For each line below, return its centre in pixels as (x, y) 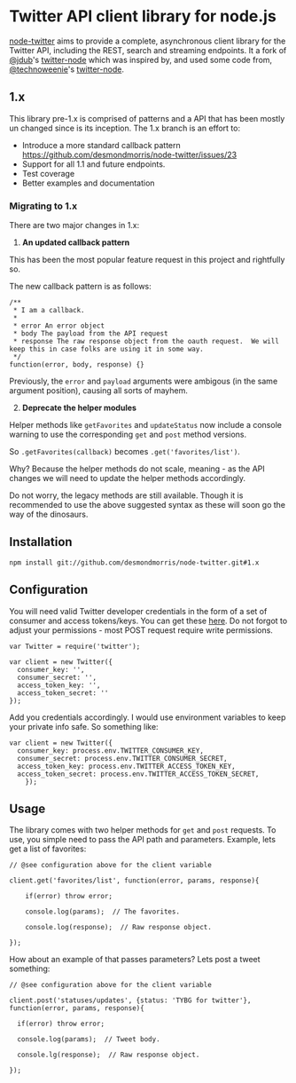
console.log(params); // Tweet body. (89, 1040)
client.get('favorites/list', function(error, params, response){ (134, 881)
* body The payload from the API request (90, 334)
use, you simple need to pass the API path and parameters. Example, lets (143, 840)
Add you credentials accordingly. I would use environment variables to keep (148, 717)
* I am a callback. (49, 311)
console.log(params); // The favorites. (102, 912)
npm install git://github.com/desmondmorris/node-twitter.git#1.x (134, 562)
